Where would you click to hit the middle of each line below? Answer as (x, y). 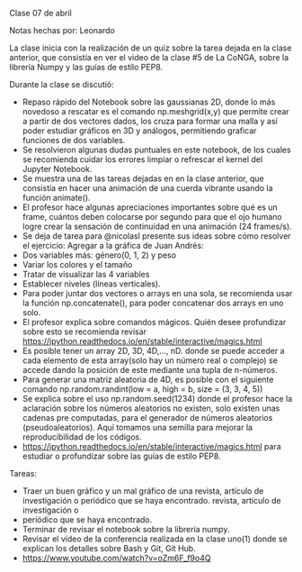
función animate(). (57, 198)
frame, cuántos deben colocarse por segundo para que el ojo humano (152, 217)
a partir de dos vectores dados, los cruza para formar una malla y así (150, 121)
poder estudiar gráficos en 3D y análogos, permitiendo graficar (139, 131)
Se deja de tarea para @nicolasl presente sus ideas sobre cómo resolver (156, 236)
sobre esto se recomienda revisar (84, 331)
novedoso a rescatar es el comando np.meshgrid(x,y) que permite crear (155, 111)
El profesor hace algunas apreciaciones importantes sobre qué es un (150, 207)
